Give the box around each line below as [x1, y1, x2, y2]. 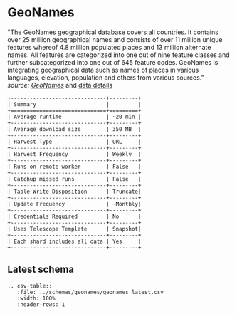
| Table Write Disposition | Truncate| [7, 188, 142, 195]
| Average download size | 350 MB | [7, 125, 142, 132]
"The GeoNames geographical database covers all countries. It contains [7, 28, 219, 36]
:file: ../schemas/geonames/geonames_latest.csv [16, 288, 164, 295]
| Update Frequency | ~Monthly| [7, 200, 142, 207]
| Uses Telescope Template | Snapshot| [7, 225, 142, 232]
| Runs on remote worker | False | [7, 163, 142, 170]
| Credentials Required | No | [7, 213, 142, 220]
